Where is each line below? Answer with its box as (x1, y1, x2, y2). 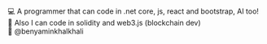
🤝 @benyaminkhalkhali (7, 26, 84, 36)
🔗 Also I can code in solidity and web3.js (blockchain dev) (7, 18, 201, 27)
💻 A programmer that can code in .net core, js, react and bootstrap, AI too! (7, 6, 260, 16)
